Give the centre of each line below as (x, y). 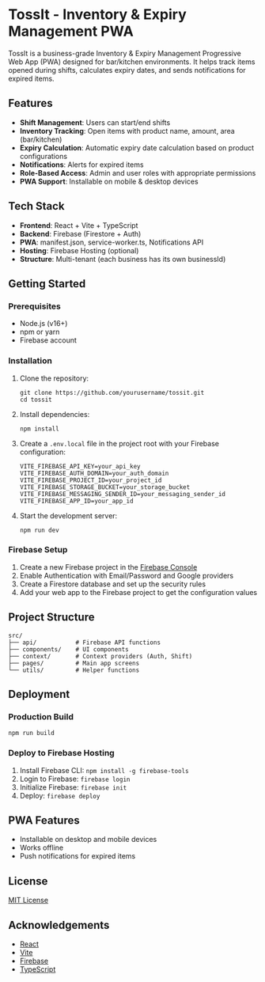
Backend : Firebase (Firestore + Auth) (80, 233)
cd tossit (36, 400)
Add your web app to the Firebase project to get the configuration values (138, 592)
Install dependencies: (55, 414)
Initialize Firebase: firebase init (73, 787)
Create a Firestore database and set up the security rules (113, 584)
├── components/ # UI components (68, 649)
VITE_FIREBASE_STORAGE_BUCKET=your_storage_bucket (105, 487)
